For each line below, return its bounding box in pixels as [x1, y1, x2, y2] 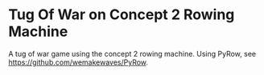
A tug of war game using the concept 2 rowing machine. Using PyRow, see [8, 49, 256, 58]
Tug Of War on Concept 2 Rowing [8, 6, 235, 24]
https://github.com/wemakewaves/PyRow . [8, 57, 149, 67]
